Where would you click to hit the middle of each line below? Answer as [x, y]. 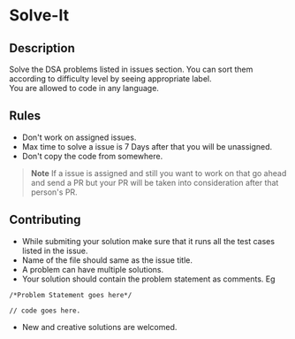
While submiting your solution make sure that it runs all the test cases [148, 241]
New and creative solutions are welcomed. [99, 327]
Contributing [45, 220]
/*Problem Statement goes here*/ [71, 295]
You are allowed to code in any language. [84, 88]
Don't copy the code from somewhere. [92, 156]
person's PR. [54, 192]
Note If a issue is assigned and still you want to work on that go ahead [159, 173]
